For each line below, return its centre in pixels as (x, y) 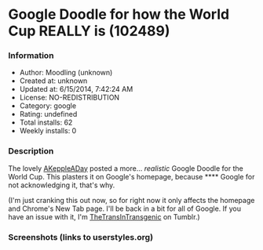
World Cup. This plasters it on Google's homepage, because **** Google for (131, 176)
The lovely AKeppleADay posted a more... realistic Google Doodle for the (126, 168)
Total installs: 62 (46, 122)
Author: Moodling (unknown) (66, 73)
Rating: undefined (48, 114)
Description (31, 151)
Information (31, 56)
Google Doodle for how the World (119, 14)
